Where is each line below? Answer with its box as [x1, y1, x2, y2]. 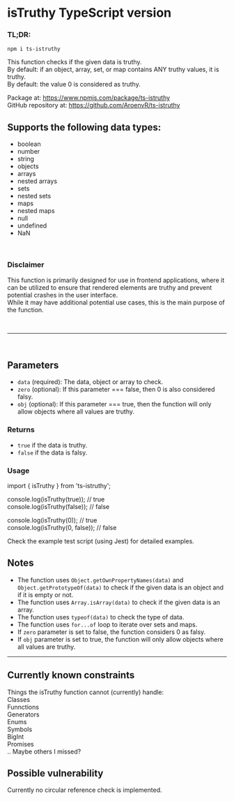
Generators [7, 710, 40, 719]
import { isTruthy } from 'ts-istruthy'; [7, 482, 111, 490]
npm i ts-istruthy [7, 45, 61, 53]
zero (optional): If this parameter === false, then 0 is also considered [17, 385, 215, 394]
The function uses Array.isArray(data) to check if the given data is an [17, 598, 221, 606]
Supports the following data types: [7, 121, 162, 133]
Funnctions [7, 703, 40, 711]
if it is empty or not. [17, 590, 74, 598]
